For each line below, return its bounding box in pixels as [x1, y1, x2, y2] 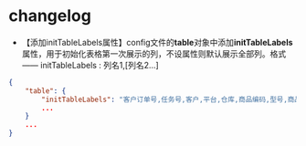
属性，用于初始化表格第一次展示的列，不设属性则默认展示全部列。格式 [21, 47, 287, 59]
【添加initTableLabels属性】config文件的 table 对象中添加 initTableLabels [21, 36, 293, 47]
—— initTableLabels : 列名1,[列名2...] [21, 59, 159, 70]
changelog [8, 5, 92, 26]
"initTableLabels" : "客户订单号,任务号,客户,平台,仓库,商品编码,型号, [41, 95, 289, 104]
